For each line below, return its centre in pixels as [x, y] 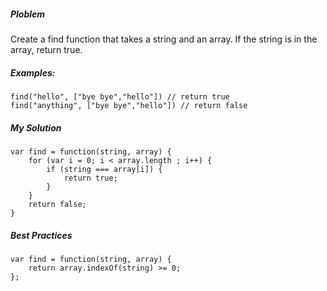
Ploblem [28, 14]
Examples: [33, 72]
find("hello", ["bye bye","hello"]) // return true [120, 96]
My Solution [36, 127]
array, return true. [46, 49]
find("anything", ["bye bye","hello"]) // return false [129, 105]
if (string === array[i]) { [104, 169]
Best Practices [41, 235]
